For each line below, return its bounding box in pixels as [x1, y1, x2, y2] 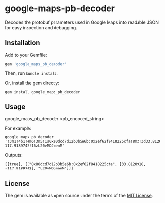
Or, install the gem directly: [5, 80, 60, 86]
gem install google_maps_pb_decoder [5, 89, 80, 94]
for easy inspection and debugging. [5, 24, 77, 30]
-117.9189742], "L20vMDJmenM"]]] [5, 166, 74, 171]
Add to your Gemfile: [5, 52, 48, 58]
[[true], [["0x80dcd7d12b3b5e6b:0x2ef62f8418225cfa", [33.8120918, [5, 162, 146, 167]
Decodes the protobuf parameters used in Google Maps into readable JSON [5, 19, 159, 25]
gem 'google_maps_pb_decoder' [5, 61, 67, 67]
